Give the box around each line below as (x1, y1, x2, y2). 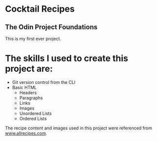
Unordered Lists (19, 110, 52, 116)
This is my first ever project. (5, 36, 61, 41)
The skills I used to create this (5, 53, 128, 64)
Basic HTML (12, 84, 37, 90)
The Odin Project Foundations (5, 23, 98, 31)
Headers (19, 89, 37, 96)
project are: (5, 63, 53, 74)
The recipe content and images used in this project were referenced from (5, 125, 153, 131)
